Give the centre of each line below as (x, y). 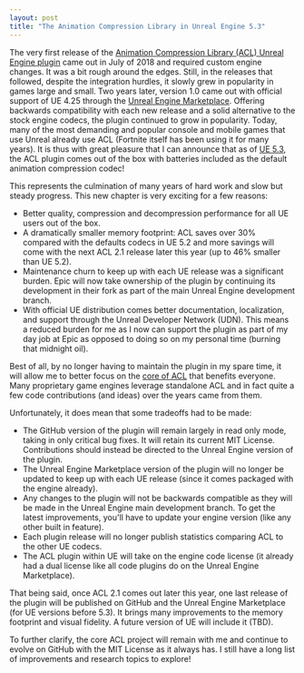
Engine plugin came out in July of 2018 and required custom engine (136, 62)
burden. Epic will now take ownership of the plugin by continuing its (149, 281)
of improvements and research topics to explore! (100, 658)
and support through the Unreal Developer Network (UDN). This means (156, 319)
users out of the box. (62, 223)
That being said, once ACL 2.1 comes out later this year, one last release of (149, 593)
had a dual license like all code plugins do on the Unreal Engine (141, 566)
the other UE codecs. (62, 546)
